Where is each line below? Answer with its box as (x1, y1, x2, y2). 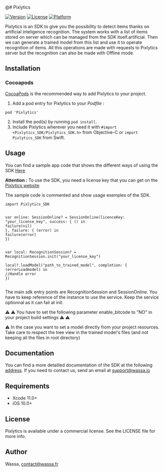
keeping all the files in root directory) (5, 335, 80, 341)
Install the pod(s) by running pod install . (12, 118, 97, 124)
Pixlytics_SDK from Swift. (12, 134, 65, 140)
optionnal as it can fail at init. (5, 299, 63, 305)
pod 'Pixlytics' (5, 110, 39, 115)
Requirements (5, 382, 50, 390)
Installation (5, 64, 41, 73)
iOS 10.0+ (12, 400, 32, 406)
